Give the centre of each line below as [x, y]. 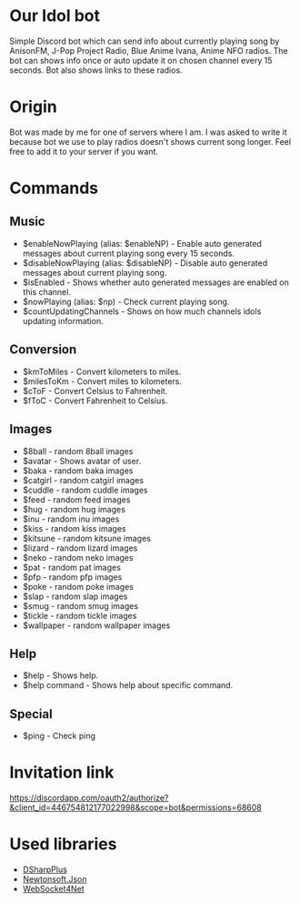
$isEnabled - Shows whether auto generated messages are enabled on [155, 282]
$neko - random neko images [78, 557]
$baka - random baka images [78, 471]
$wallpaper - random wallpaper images [96, 625]
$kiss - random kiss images [74, 528]
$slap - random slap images [75, 596]
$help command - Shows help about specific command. [128, 685]
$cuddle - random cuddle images [85, 490]
